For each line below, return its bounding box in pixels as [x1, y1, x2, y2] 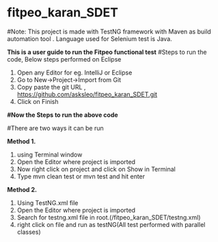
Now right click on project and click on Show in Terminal [16, 165, 176, 173]
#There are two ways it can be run [7, 124, 104, 132]
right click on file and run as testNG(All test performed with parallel [16, 220, 206, 228]
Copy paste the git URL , [16, 83, 86, 91]
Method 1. [7, 137, 36, 145]
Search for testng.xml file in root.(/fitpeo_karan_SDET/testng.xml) [16, 213, 201, 221]
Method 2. [7, 185, 38, 193]
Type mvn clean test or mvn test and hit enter [16, 172, 146, 180]
